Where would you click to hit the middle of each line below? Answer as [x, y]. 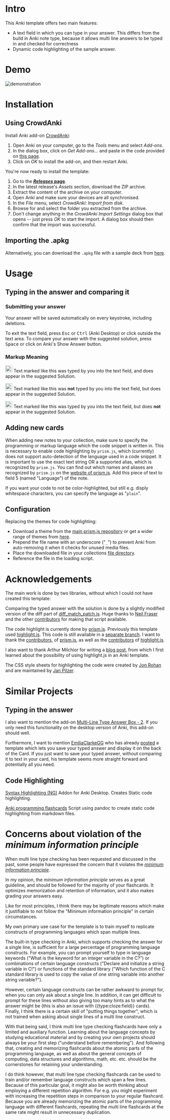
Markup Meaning [27, 357]
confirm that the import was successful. [54, 224]
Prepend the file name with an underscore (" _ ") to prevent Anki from [84, 542]
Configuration [28, 509]
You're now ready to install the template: [47, 171]
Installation [29, 104]
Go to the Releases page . [40, 181]
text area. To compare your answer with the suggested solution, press [78, 338]
